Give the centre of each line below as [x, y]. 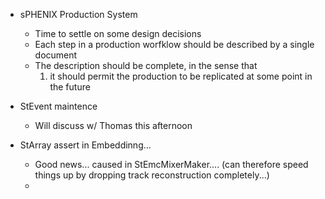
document [56, 55]
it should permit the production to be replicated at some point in [181, 76]
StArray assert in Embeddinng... [85, 145]
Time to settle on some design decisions [118, 33]
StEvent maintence [58, 106]
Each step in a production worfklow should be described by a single [174, 44]
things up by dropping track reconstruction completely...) [152, 175]
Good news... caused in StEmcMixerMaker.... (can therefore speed [171, 164]
